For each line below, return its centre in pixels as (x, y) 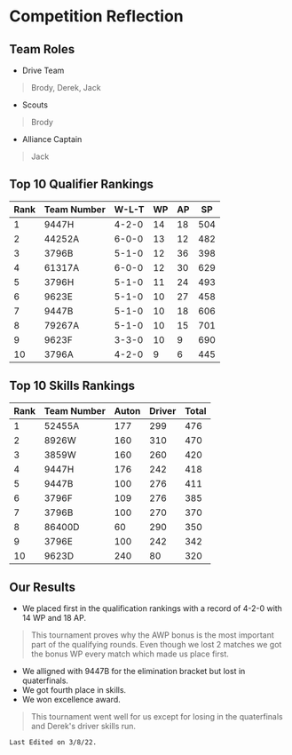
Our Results (42, 588)
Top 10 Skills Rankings (72, 386)
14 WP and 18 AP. (54, 618)
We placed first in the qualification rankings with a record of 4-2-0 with (152, 608)
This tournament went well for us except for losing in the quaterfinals (157, 717)
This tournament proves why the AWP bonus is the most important (152, 635)
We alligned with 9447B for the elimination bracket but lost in (134, 672)
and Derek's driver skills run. (83, 727)
